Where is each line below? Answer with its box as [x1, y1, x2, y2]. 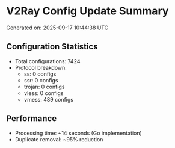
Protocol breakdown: [14, 64, 67, 71]
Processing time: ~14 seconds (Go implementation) [14, 129, 143, 137]
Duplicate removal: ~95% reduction [14, 135, 103, 143]
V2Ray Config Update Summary [6, 4, 169, 18]
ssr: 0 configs [23, 76, 58, 84]
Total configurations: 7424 [14, 57, 81, 64]
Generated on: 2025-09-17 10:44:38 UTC [6, 24, 109, 31]
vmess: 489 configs [23, 96, 74, 103]
